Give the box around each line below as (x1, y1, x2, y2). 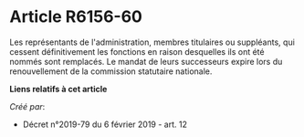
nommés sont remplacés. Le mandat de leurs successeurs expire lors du (9, 56, 283, 67)
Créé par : (9, 100, 46, 111)
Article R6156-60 (9, 6, 143, 27)
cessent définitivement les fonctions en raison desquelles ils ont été (9, 46, 265, 57)
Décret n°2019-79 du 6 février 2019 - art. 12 (22, 119, 188, 130)
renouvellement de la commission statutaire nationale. (9, 66, 213, 77)
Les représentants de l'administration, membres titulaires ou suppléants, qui (9, 37, 295, 47)
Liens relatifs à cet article (9, 83, 108, 94)
